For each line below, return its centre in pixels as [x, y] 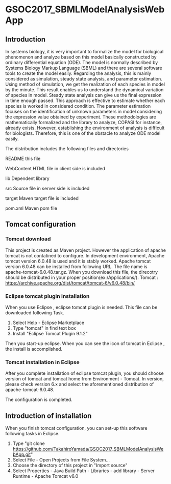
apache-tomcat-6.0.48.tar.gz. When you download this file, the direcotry [82, 272]
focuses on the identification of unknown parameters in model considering [84, 112]
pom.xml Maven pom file [31, 208]
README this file [23, 158]
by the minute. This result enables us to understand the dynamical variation [84, 90]
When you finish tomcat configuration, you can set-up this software [76, 428]
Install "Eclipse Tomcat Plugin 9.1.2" [50, 333]
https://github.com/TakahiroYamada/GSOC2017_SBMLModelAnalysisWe [88, 449]
